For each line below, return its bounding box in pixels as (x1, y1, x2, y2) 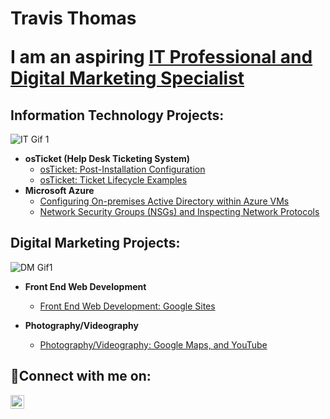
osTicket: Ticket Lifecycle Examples (39, 174, 188, 186)
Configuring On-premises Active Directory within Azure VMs (39, 195, 290, 207)
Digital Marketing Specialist (10, 67, 245, 90)
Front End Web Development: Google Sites (39, 300, 216, 312)
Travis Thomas (10, 7, 137, 30)
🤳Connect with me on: (10, 368, 152, 385)
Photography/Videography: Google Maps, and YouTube (39, 338, 268, 351)
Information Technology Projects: (10, 107, 225, 124)
